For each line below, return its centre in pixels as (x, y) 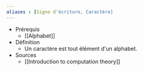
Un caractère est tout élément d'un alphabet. (81, 49)
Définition (27, 42)
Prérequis (27, 29)
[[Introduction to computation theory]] (72, 61)
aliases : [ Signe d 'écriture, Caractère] (60, 12)
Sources (26, 55)
